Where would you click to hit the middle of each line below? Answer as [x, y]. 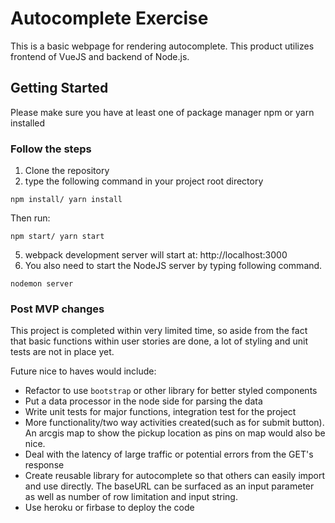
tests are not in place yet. [62, 352]
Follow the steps [51, 149]
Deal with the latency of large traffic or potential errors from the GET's [169, 454]
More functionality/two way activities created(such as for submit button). [174, 423]
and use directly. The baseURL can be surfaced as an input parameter [169, 486]
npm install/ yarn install [66, 200]
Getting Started [59, 88]
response [44, 465]
